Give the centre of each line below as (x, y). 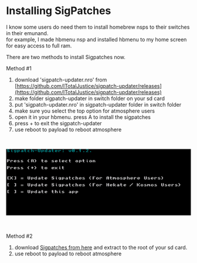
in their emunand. (27, 33)
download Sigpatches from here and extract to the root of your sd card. (101, 248)
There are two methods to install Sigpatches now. (66, 57)
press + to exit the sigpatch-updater (58, 123)
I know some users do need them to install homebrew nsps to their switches (98, 27)
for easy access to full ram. (39, 46)
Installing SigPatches (59, 11)
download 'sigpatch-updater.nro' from (61, 80)
